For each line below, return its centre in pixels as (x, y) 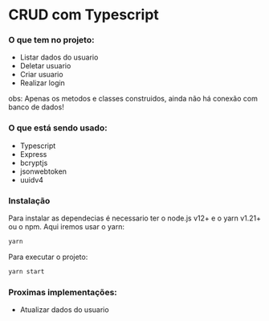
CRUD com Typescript (84, 15)
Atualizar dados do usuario (65, 310)
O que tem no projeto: (51, 40)
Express (33, 154)
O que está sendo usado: (58, 128)
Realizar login (43, 83)
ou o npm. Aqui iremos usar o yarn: (66, 227)
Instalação (29, 200)
